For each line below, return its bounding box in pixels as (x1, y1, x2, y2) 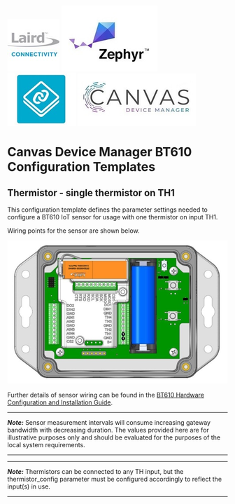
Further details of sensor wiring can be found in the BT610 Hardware (7, 390, 205, 399)
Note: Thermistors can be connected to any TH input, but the (7, 467, 184, 475)
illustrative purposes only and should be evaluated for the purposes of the (7, 433, 221, 442)
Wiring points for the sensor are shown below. (7, 226, 140, 235)
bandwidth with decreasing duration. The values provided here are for (7, 425, 210, 434)
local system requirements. (7, 440, 85, 449)
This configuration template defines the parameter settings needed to (7, 205, 208, 214)
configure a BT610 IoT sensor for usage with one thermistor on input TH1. (7, 213, 218, 221)
